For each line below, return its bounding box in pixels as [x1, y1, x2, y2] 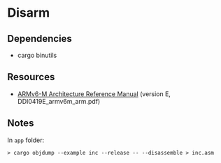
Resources [7, 71, 55, 83]
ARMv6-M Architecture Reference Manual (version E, [17, 89, 171, 98]
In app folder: [7, 136, 44, 144]
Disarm [7, 5, 50, 21]
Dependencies [7, 33, 72, 45]
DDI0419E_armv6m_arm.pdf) [17, 97, 101, 105]
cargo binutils [17, 51, 57, 59]
